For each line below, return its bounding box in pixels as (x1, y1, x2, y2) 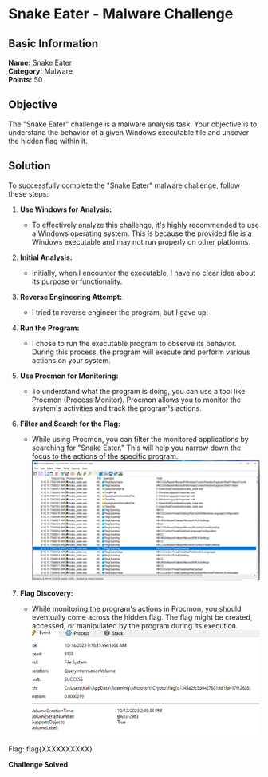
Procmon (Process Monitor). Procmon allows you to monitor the (31, 395, 242, 404)
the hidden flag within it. (8, 136, 88, 145)
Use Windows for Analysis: (19, 205, 112, 214)
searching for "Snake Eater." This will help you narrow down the (31, 443, 242, 452)
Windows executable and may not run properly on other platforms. (31, 237, 251, 246)
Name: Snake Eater (8, 58, 73, 67)
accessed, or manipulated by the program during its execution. (31, 621, 238, 631)
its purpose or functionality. (31, 277, 123, 286)
